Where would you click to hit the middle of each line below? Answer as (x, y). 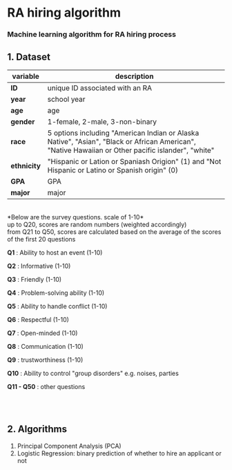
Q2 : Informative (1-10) (39, 266)
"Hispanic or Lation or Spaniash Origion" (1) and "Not (134, 161)
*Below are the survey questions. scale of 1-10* (76, 217)
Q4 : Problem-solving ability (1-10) (56, 293)
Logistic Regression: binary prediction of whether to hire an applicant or (119, 453)
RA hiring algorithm (64, 13)
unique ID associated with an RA (100, 88)
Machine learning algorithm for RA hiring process (91, 35)
